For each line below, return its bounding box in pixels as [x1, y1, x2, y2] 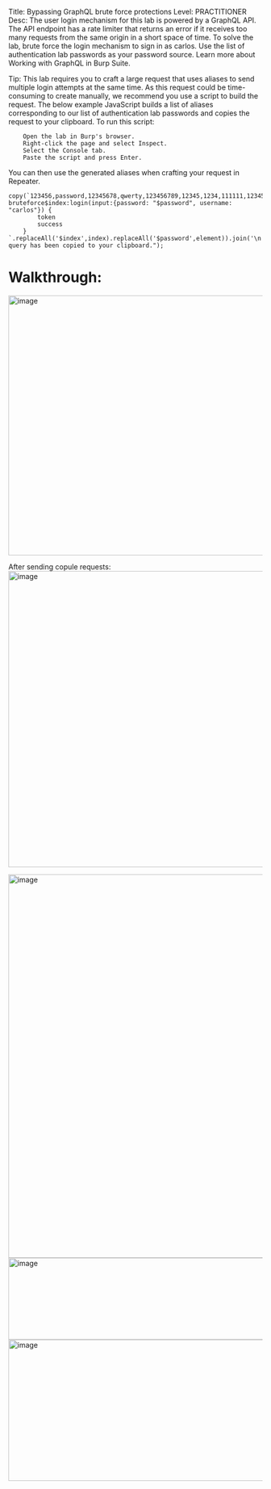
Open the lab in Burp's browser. [23, 132, 135, 141]
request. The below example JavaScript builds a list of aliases [8, 100, 214, 109]
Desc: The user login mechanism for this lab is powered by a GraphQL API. [8, 15, 256, 25]
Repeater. [8, 177, 40, 186]
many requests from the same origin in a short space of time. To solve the [8, 32, 254, 42]
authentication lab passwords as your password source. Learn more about [8, 50, 256, 59]
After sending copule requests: [8, 561, 111, 572]
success [37, 220, 63, 229]
